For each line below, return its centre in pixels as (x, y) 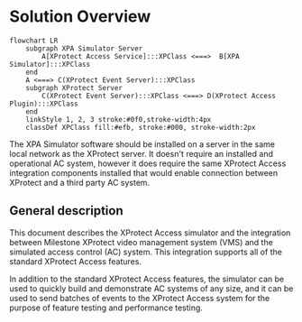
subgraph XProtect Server (74, 87)
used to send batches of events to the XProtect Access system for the (140, 298)
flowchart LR (34, 41)
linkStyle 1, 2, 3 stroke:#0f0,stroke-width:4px (119, 119)
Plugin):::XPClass (44, 104)
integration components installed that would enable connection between (144, 172)
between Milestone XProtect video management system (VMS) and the (141, 242)
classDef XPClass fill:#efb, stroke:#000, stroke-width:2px (141, 127)
